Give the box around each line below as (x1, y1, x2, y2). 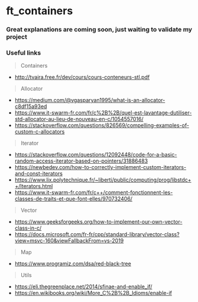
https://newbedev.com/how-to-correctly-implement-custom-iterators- (14, 164, 187, 171)
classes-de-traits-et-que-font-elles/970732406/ (14, 195, 133, 202)
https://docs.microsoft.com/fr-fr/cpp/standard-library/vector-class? (14, 231, 180, 238)
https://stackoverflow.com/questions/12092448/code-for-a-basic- (14, 151, 177, 158)
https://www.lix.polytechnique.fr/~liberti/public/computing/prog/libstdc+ (14, 176, 191, 183)
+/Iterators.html (14, 183, 53, 190)
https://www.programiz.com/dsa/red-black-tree (14, 260, 131, 268)
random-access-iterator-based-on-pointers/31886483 (14, 157, 148, 164)
